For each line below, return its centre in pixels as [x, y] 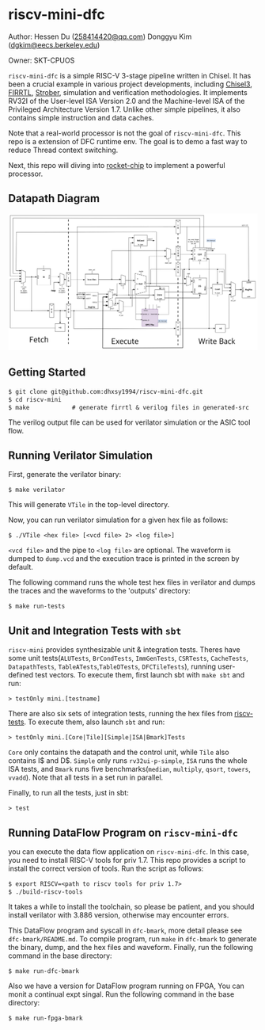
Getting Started [47, 373]
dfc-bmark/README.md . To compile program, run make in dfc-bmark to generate [132, 939]
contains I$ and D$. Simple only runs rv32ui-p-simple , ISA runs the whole [128, 761]
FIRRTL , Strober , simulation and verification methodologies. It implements [128, 92]
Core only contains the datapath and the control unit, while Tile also [119, 752]
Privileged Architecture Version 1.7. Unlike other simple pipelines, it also [125, 109]
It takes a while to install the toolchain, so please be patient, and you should [131, 907]
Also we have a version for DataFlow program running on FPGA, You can [127, 986]
